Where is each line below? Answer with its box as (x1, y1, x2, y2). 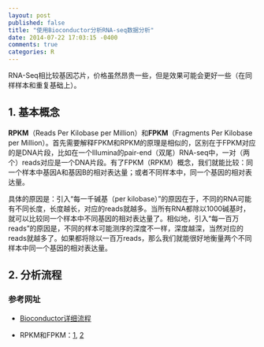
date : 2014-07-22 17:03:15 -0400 (8, 33, 118, 42)
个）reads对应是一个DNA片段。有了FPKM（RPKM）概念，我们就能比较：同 (8, 157, 254, 167)
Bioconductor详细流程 (19, 313, 92, 323)
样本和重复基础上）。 (14, 80, 81, 90)
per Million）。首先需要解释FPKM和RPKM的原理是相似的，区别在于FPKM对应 (8, 138, 256, 147)
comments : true (8, 41, 58, 49)
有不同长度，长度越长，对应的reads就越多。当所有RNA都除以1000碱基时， (8, 204, 251, 213)
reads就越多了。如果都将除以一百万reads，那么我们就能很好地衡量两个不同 (8, 233, 252, 242)
